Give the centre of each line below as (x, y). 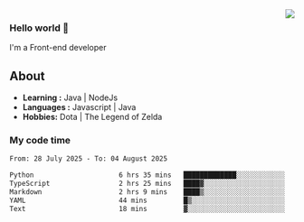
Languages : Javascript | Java (79, 107)
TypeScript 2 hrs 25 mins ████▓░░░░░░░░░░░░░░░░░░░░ (147, 184)
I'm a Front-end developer (58, 48)
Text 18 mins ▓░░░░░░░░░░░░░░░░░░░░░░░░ (147, 208)
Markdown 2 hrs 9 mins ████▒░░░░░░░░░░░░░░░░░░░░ (147, 192)
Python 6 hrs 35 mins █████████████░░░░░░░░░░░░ (147, 175)
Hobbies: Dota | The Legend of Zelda (92, 117)
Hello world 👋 (39, 28)
